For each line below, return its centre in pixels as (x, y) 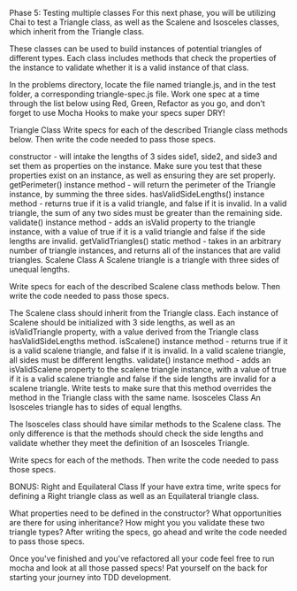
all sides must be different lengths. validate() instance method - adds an (140, 360)
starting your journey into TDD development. (90, 577)
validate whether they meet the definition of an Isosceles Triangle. (129, 443)
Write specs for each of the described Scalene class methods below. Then (145, 286)
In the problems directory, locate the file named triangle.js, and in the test (142, 84)
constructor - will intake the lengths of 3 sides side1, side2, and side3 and (143, 157)
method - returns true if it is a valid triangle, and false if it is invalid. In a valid (148, 203)
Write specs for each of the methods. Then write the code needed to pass (144, 460)
